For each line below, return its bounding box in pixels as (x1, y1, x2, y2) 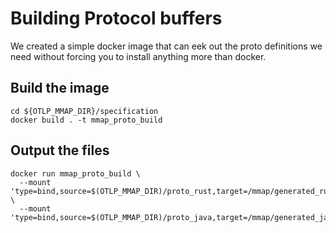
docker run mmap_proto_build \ (10, 168, 141, 179)
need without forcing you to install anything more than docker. (10, 50, 267, 62)
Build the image (10, 80, 110, 97)
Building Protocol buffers (10, 7, 223, 30)
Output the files (10, 142, 110, 159)
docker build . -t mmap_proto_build (10, 115, 163, 125)
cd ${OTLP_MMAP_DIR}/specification (10, 106, 159, 116)
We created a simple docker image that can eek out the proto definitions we (10, 40, 323, 52)
